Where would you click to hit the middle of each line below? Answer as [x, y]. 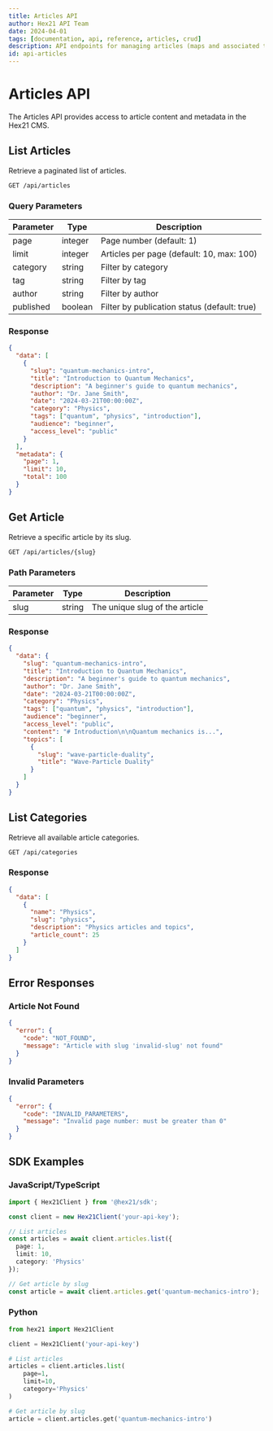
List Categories [48, 818]
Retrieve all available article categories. [74, 837]
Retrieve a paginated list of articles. [68, 170]
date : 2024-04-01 [38, 31]
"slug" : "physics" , [63, 920]
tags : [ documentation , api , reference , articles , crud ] [105, 39]
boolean [77, 307]
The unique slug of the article [147, 607]
